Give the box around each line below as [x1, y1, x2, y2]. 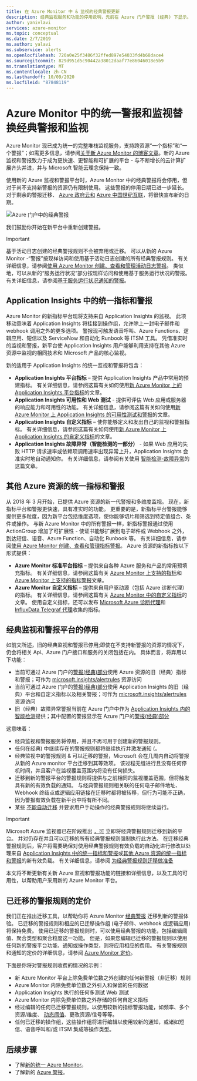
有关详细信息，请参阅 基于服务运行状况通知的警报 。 [6, 277, 130, 284]
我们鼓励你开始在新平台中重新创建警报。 [6, 223, 104, 230]
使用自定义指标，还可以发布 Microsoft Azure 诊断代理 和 [31, 598, 166, 605]
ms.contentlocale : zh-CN [6, 69, 67, 75]
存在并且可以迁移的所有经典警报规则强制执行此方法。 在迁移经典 [33, 835, 189, 842]
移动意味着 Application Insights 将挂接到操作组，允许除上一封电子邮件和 [6, 320, 180, 327]
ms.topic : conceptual [6, 31, 59, 36]
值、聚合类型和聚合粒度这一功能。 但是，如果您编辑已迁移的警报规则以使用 [6, 935, 188, 942]
